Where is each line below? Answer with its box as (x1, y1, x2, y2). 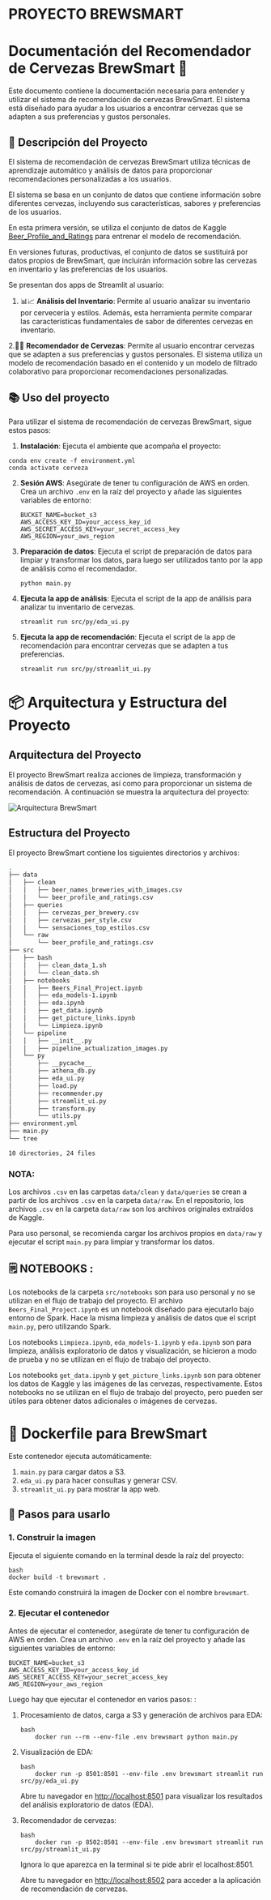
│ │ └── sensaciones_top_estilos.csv (8, 923, 150, 932)
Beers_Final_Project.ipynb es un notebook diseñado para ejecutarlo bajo (8, 1304, 255, 1314)
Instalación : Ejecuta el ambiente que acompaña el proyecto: (19, 441, 222, 451)
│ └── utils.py (8, 1112, 82, 1120)
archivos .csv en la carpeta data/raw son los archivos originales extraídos (8, 1205, 254, 1214)
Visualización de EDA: (19, 1747, 94, 1757)
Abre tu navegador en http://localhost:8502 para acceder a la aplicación (19, 1875, 261, 1885)
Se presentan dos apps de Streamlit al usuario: (8, 280, 164, 289)
